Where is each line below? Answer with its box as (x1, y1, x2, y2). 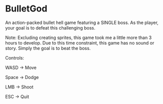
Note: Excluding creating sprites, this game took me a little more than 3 (5, 34, 152, 40)
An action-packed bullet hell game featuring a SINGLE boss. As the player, (5, 19, 159, 25)
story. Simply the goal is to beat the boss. (5, 45, 91, 51)
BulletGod (5, 3, 48, 14)
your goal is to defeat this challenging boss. (5, 24, 95, 30)
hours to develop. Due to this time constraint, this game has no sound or (5, 39, 154, 45)
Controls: (5, 54, 24, 60)
